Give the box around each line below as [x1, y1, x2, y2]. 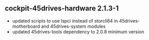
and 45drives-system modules [41, 23, 106, 29]
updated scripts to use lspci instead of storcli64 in [12, 17, 118, 24]
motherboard [12, 23, 40, 29]
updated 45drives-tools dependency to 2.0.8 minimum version [12, 28, 144, 35]
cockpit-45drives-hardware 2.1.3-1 [5, 4, 119, 13]
